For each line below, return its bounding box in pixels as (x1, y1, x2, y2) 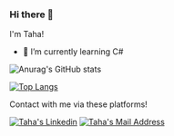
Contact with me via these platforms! (9, 99, 148, 110)
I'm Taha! (9, 29, 45, 40)
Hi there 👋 (9, 8, 55, 21)
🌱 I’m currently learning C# (22, 46, 124, 57)
